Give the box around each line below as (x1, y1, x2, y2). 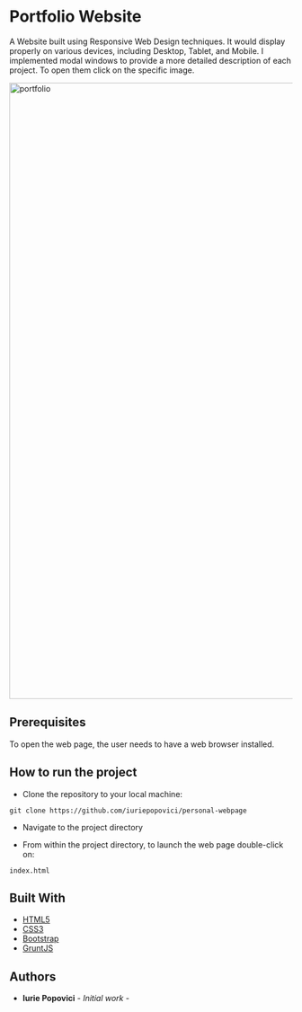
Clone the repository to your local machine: (22, 788, 182, 799)
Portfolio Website (9, 6, 142, 27)
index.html (9, 866, 50, 875)
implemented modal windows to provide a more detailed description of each (9, 55, 292, 66)
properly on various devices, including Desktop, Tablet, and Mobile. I (9, 45, 264, 56)
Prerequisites (9, 715, 86, 730)
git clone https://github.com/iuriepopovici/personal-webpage (9, 806, 247, 815)
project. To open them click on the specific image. (9, 65, 195, 75)
